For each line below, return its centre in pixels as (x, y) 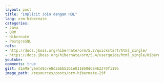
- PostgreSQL (18, 41)
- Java (12, 28)
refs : (10, 46)
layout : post (18, 10)
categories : (17, 23)
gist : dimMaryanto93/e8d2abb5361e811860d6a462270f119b (62, 69)
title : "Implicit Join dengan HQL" (41, 14)
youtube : (14, 60)
